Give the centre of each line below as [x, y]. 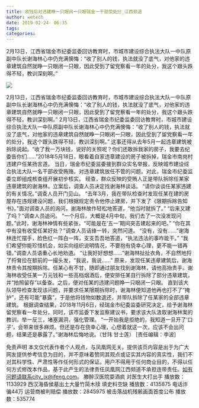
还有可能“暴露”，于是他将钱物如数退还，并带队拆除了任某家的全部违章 [104, 298]
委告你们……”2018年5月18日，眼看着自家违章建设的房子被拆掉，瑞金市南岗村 [99, 157]
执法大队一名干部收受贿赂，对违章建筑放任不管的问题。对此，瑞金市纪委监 [102, 171]
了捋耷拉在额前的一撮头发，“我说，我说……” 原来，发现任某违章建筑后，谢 [97, 260]
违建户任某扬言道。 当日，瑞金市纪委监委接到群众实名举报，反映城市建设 [95, 164]
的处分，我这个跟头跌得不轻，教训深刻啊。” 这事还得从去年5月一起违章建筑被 [99, 142]
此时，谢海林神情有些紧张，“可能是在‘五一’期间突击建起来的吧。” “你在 [101, 224]
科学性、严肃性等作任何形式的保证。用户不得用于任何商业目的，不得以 [102, 362]
